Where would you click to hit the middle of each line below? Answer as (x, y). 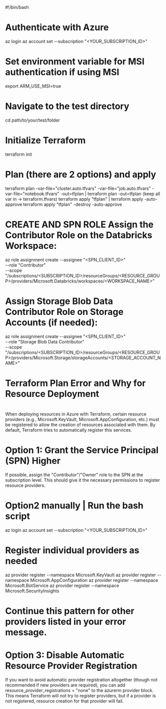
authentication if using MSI (62, 72)
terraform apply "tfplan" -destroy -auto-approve (73, 204)
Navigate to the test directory (67, 106)
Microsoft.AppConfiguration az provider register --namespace (94, 580)
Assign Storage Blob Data (59, 301)
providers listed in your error (66, 622)
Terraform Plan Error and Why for (76, 383)
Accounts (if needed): (52, 322)
